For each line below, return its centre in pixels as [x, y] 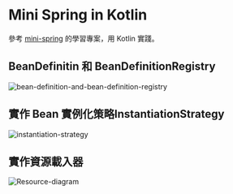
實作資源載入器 [46, 161]
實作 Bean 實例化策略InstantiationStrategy [116, 114]
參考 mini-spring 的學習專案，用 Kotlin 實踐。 [84, 38]
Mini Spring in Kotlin [78, 15]
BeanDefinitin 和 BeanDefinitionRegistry [112, 67]
